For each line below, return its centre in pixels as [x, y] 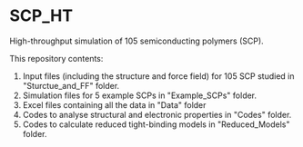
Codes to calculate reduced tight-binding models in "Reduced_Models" [156, 124]
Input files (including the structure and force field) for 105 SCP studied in [158, 76]
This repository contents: [56, 58]
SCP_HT [41, 16]
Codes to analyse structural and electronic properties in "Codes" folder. [157, 114]
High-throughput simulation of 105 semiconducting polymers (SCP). [136, 41]
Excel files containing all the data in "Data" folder [114, 104]
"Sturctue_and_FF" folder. [71, 85]
